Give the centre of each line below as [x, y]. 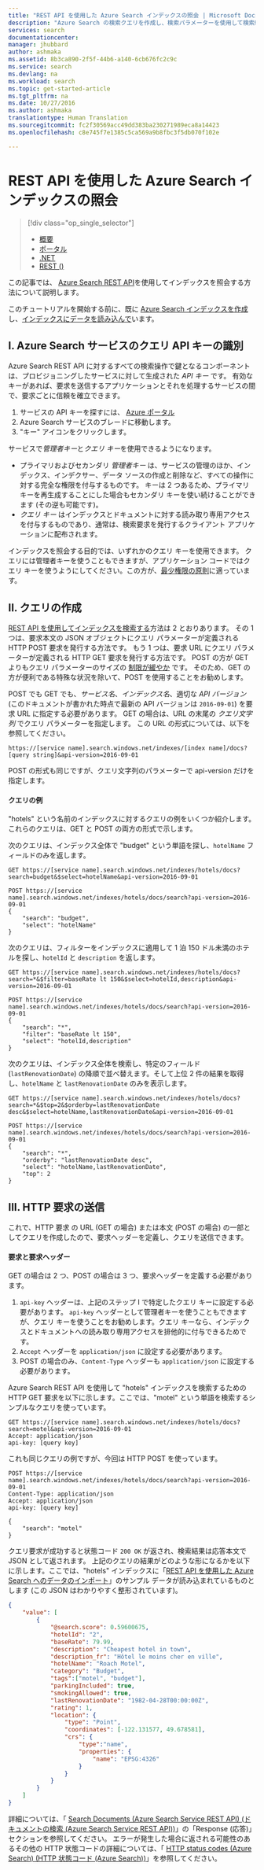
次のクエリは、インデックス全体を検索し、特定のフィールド [104, 1064]
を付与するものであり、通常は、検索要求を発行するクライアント [123, 525]
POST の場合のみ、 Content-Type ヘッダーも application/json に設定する [137, 1361]
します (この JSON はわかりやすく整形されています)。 [95, 1591]
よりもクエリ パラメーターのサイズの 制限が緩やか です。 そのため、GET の [130, 668]
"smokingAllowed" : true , [91, 1693]
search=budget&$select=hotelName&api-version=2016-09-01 [103, 877]
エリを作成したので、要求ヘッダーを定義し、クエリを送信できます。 [138, 1237]
